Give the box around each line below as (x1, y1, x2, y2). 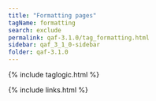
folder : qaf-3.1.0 (8, 48, 69, 56)
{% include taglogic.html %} (8, 70, 100, 79)
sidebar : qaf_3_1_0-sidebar (8, 41, 101, 49)
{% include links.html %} (8, 85, 88, 95)
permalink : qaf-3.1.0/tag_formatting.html (8, 33, 150, 42)
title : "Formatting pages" (8, 11, 97, 20)
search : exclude (8, 26, 61, 34)
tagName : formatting (8, 19, 76, 27)
